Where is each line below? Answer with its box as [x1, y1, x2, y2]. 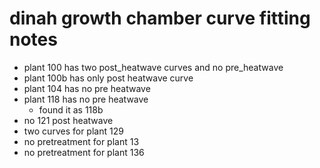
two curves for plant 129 [23, 125, 124, 137]
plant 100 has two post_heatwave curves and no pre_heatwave [23, 61, 284, 73]
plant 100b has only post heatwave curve [23, 72, 194, 84]
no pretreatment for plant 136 [23, 146, 145, 158]
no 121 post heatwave [23, 114, 114, 126]
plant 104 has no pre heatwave [23, 82, 151, 94]
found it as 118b [38, 103, 104, 116]
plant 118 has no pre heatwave [23, 93, 149, 105]
